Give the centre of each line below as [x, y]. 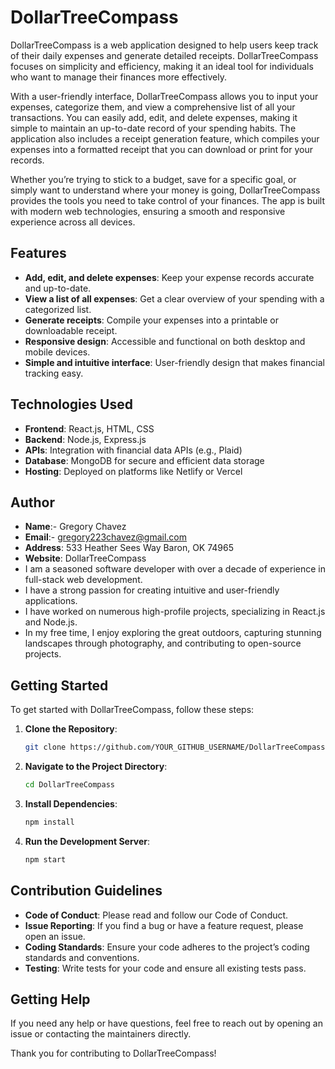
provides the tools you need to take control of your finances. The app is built [168, 200]
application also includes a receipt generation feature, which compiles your [165, 138]
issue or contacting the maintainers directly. [101, 1034]
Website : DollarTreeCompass [85, 558]
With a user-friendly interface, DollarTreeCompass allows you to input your [164, 96]
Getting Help [50, 999]
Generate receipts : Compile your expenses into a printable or [152, 320]
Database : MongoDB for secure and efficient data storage [144, 460]
